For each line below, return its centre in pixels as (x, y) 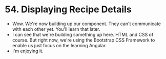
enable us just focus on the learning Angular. (59, 45)
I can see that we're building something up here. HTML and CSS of (83, 34)
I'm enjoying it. (28, 51)
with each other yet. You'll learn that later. (56, 29)
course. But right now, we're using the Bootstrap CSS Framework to (84, 40)
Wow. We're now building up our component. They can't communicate (86, 24)
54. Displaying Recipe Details (68, 9)
